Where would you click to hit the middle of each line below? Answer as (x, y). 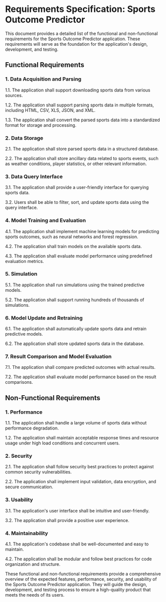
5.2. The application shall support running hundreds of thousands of (75, 300)
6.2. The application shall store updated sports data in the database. (75, 344)
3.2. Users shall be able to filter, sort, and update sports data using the (77, 202)
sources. (14, 95)
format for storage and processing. (41, 125)
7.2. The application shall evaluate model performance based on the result (81, 377)
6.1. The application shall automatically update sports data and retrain (76, 329)
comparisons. (19, 382)
